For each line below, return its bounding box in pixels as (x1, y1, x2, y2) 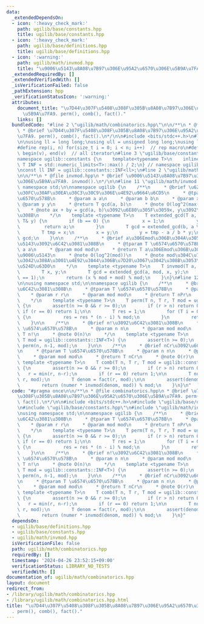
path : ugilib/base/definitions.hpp (17, 43, 107, 49)
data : (6, 9, 20, 15)
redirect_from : (6, 586, 45, 592)
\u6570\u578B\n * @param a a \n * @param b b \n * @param (17, 195, 194, 201)
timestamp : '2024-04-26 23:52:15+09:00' (12, 557, 115, 563)
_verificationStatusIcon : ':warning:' (12, 94, 110, 100)
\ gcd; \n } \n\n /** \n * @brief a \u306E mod (17, 235, 154, 241)
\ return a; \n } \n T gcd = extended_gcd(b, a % (17, 224, 200, 230)
